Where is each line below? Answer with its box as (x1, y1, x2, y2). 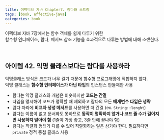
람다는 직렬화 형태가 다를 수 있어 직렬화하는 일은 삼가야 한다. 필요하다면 (12, 123, 149, 129)
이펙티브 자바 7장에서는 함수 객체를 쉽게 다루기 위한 (5, 30, 103, 36)
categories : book (5, 16, 41, 21)
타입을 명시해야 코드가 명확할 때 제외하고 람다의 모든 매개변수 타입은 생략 (12, 99, 151, 105)
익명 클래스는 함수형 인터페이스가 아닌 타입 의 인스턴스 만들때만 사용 (5, 82, 134, 88)
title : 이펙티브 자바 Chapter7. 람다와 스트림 (5, 7, 90, 12)
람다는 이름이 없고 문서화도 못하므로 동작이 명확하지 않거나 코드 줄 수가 (12, 111, 146, 117)
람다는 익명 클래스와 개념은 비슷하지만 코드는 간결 (12, 92, 107, 98)
